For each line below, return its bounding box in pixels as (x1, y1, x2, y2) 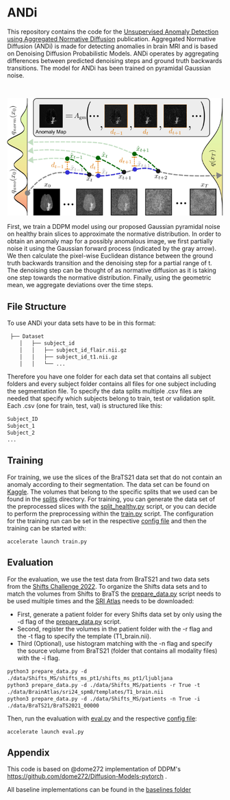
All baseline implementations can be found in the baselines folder (7, 786, 192, 794)
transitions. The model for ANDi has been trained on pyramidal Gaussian (7, 64, 211, 72)
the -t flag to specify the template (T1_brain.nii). (16, 632, 152, 640)
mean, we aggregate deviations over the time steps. (7, 281, 154, 289)
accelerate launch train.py (7, 538, 88, 545)
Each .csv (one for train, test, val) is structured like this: (7, 401, 163, 409)
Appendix (7, 747, 50, 758)
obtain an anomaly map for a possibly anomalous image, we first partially (7, 237, 214, 245)
